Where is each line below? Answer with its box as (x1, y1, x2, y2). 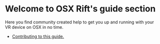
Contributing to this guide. (12, 33, 64, 39)
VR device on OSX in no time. (5, 24, 64, 30)
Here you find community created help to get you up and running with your (5, 19, 154, 25)
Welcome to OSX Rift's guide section (5, 3, 156, 14)
